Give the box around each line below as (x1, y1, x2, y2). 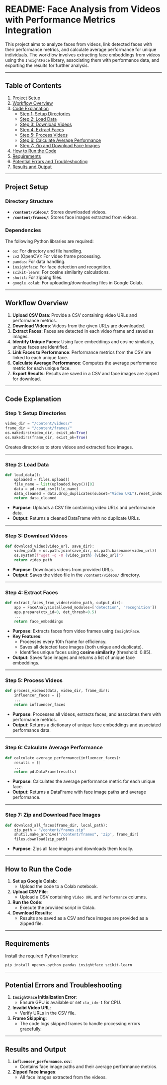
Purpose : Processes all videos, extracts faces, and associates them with (12, 711, 162, 717)
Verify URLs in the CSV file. (19, 1010, 76, 1016)
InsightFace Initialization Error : (12, 994, 77, 1000)
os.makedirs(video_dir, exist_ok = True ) (5, 430, 88, 435)
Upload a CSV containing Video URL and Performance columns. (19, 894, 148, 900)
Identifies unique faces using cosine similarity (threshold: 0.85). (19, 649, 152, 655)
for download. (12, 376, 41, 382)
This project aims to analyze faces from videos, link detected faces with (5, 41, 153, 47)
